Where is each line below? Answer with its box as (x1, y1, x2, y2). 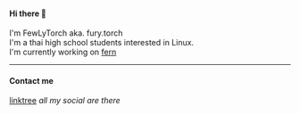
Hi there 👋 (9, 8, 46, 19)
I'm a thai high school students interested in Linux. (9, 37, 195, 48)
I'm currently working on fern (9, 46, 117, 58)
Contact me (9, 75, 54, 85)
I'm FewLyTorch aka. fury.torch (9, 28, 123, 38)
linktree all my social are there (9, 95, 121, 106)
